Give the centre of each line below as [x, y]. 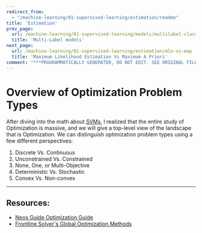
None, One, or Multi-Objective [52, 165]
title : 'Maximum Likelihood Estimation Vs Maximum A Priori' [90, 57]
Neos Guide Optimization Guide [54, 217]
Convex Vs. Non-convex [45, 178]
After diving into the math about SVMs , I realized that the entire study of [95, 122]
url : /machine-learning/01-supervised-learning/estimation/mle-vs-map [102, 51]
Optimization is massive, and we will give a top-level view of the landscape [99, 128]
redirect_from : [25, 12]
